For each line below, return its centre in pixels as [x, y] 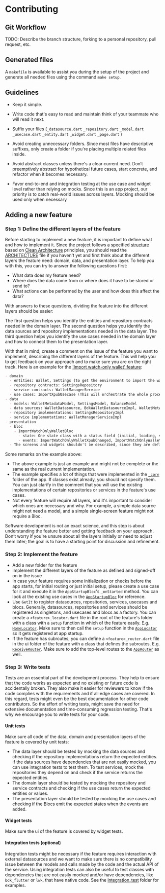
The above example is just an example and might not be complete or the [85, 464]
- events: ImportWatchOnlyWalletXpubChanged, [65, 440]
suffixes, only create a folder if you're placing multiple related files [79, 149]
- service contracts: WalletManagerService [55, 390]
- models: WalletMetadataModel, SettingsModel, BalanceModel [73, 404]
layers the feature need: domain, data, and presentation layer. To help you [80, 260]
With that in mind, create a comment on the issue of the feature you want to [82, 351]
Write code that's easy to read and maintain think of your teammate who [85, 114]
